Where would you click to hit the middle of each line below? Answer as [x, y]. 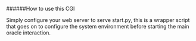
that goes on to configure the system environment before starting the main [98, 26]
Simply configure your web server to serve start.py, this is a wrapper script [98, 20]
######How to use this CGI [41, 9]
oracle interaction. [29, 33]
